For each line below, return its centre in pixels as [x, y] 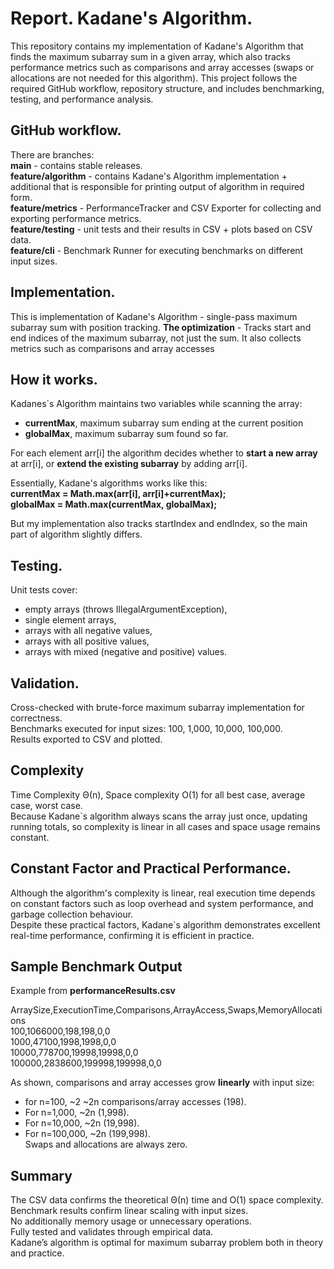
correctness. [36, 718]
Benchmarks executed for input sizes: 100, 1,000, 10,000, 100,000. [146, 728]
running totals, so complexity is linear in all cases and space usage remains [165, 826]
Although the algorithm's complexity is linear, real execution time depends [163, 893]
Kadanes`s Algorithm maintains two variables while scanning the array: [156, 404]
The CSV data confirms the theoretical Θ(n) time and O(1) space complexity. [167, 1200]
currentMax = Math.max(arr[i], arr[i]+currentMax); [118, 494]
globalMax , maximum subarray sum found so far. [126, 434]
